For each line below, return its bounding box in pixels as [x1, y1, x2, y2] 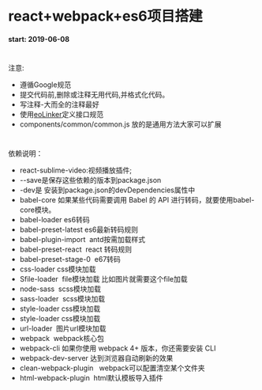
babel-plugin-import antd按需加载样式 [19, 235, 146, 244]
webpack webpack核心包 [19, 334, 105, 343]
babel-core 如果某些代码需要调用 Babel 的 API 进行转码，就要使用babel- [19, 195, 255, 205]
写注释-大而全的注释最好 [19, 100, 100, 109]
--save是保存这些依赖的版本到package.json [19, 176, 162, 185]
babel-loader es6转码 [19, 215, 90, 225]
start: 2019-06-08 [8, 34, 69, 44]
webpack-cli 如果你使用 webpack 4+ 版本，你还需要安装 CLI [19, 343, 216, 353]
